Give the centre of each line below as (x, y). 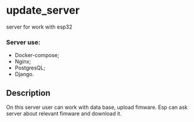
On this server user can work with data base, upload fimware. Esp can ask (97, 107)
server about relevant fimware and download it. (64, 114)
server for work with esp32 (39, 27)
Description (28, 93)
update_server (43, 10)
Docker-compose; (37, 55)
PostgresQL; (30, 68)
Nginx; (23, 62)
